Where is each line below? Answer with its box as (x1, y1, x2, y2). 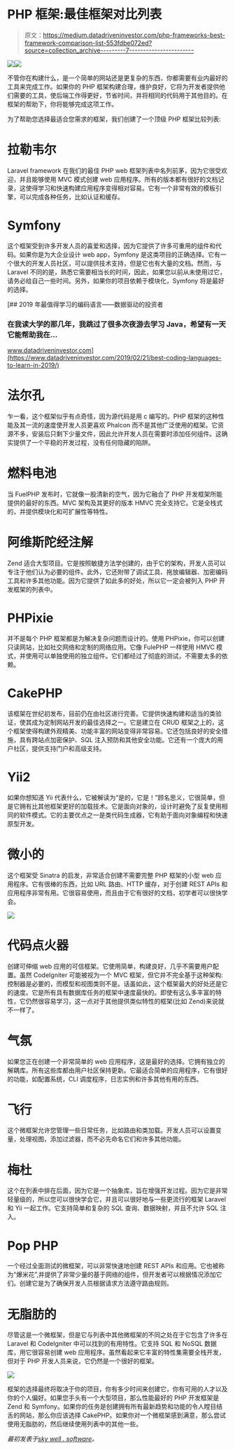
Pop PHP (7, 1237, 59, 1253)
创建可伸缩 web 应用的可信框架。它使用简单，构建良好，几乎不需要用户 (7, 962, 213, 970)
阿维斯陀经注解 (7, 534, 94, 550)
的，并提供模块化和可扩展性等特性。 (7, 507, 112, 516)
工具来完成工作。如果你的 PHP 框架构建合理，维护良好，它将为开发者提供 (7, 82, 220, 91)
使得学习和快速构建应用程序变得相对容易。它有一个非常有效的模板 (25, 183, 215, 192)
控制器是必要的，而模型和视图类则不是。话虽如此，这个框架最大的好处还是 (7, 979, 222, 988)
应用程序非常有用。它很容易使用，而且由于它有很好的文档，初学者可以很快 (7, 888, 222, 897)
